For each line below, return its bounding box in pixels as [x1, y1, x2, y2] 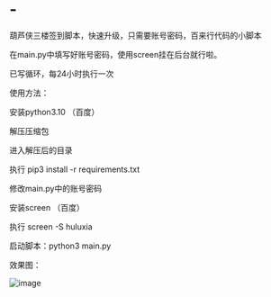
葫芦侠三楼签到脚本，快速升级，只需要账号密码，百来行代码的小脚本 [9, 30, 262, 40]
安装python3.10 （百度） [9, 106, 100, 117]
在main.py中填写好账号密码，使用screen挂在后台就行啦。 [9, 49, 222, 59]
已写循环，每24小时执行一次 [9, 67, 114, 79]
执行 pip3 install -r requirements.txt [9, 164, 140, 175]
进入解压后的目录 [9, 144, 73, 156]
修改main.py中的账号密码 [9, 183, 102, 193]
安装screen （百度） [9, 202, 85, 212]
